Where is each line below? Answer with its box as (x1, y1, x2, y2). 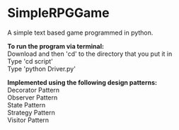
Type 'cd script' (7, 57, 53, 65)
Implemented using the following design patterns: (7, 78, 158, 86)
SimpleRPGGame (7, 5, 110, 21)
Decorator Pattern (7, 85, 60, 94)
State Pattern (7, 100, 46, 109)
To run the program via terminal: (7, 42, 105, 50)
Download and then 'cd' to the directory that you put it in (7, 49, 173, 58)
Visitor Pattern (7, 115, 50, 124)
